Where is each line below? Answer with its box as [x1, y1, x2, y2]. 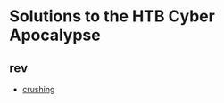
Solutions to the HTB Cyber [9, 6, 216, 27]
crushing [21, 84, 55, 94]
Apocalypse [9, 25, 101, 45]
